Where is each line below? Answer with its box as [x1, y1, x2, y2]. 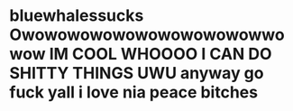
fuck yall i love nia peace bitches [9, 82, 259, 103]
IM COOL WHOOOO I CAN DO [49, 44, 272, 64]
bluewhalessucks [9, 5, 144, 26]
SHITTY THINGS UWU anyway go [9, 63, 264, 84]
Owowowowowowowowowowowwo [9, 24, 286, 45]
